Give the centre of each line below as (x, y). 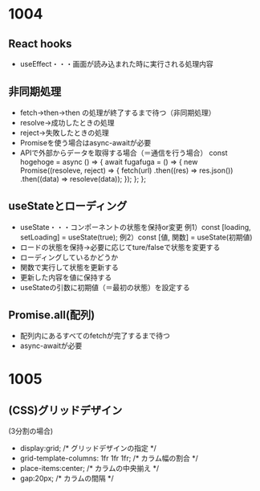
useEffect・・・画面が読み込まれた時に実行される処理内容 (117, 64)
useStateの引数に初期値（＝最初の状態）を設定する (105, 287)
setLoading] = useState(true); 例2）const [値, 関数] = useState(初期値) (136, 237)
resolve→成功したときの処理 (67, 122)
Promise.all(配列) (52, 315)
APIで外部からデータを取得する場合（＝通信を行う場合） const (124, 153)
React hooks (40, 44)
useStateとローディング (68, 206)
